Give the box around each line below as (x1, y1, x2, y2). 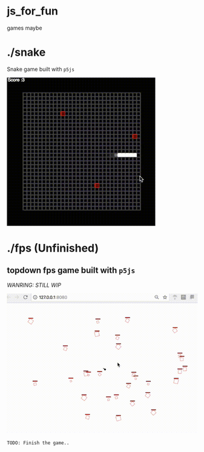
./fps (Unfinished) (7, 241, 99, 255)
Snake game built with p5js (7, 65, 75, 73)
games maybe (7, 24, 42, 31)
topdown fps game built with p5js (7, 265, 136, 276)
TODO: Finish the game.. (7, 440, 70, 446)
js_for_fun (7, 4, 59, 18)
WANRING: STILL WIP (7, 281, 61, 289)
